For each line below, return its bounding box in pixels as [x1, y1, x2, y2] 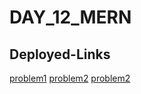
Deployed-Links [9, 46, 111, 63]
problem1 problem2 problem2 [9, 72, 131, 84]
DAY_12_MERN [9, 6, 132, 29]
